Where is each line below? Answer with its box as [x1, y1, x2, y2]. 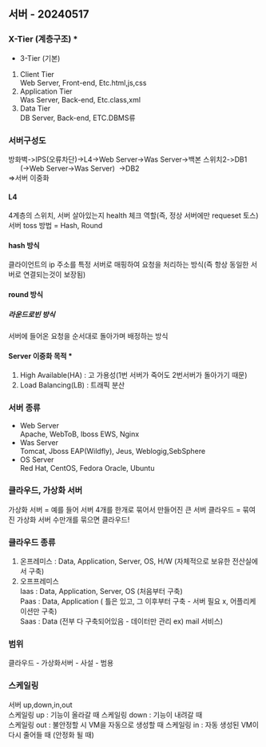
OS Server [19, 455, 54, 464]
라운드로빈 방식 [8, 309, 56, 319]
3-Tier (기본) [19, 53, 61, 62]
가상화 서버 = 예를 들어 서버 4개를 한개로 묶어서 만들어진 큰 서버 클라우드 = [8, 504, 241, 514]
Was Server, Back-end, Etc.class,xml [19, 94, 141, 104]
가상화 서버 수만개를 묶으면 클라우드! [16, 515, 130, 524]
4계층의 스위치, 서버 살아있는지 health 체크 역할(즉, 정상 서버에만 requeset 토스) [8, 211, 259, 220]
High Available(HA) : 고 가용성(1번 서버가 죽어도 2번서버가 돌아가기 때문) [19, 371, 248, 380]
